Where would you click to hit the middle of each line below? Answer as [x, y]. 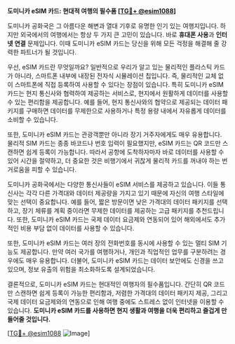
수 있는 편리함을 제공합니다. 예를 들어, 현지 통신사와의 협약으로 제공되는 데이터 [114, 102]
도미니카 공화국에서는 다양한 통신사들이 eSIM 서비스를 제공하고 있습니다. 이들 [113, 184]
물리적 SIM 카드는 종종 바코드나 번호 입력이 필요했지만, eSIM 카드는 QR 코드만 [114, 143]
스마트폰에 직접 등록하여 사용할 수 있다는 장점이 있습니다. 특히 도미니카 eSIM [119, 84]
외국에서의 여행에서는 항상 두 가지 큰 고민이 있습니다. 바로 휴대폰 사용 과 [117, 35]
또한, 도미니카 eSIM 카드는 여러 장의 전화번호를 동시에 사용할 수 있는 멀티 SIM [113, 243]
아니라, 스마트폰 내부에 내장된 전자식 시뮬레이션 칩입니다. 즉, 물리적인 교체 [115, 76]
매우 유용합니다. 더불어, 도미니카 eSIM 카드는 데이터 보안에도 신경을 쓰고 [125, 261]
